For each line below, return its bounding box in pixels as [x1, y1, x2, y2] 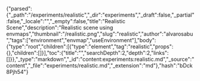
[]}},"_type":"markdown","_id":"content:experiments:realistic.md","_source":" [6, 56, 195, 63]
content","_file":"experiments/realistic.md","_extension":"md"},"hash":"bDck [6, 62, 193, 69]
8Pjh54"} [6, 68, 29, 75]
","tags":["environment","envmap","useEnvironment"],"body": [6, 37, 156, 43]
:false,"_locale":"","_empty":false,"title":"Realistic [6, 18, 125, 24]
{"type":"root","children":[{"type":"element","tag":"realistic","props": [6, 43, 174, 50]
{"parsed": [6, 5, 33, 12]
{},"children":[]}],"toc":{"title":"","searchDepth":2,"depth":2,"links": [6, 49, 169, 56]
